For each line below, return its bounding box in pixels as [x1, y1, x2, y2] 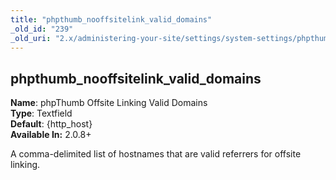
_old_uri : [10, 33, 52, 43]
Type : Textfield [10, 107, 73, 120]
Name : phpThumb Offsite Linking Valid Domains [10, 97, 208, 109]
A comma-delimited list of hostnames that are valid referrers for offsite [10, 148, 302, 160]
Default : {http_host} [10, 118, 93, 130]
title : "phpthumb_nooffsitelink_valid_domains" [10, 14, 213, 25]
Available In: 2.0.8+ [10, 129, 92, 141]
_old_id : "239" [10, 24, 74, 34]
